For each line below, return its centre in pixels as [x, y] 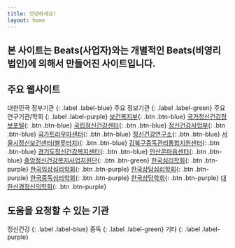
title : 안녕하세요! [32, 14]
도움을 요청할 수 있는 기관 [58, 211]
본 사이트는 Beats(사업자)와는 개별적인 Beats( [101, 50]
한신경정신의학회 [30, 186]
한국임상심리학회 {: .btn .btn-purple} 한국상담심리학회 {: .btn [112, 169]
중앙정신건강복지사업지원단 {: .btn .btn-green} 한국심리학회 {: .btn [113, 160]
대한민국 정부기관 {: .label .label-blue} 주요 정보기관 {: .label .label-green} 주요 [116, 108]
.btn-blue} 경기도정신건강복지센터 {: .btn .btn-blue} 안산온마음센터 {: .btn [107, 151]
